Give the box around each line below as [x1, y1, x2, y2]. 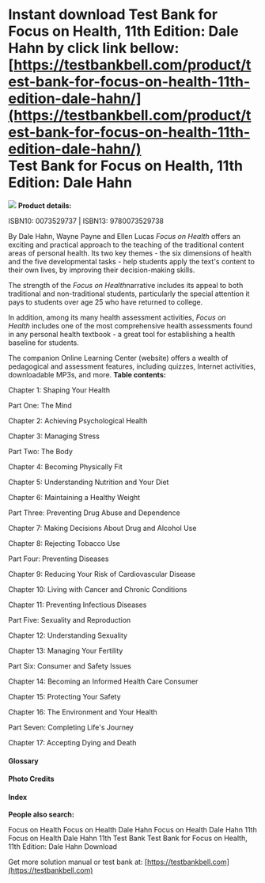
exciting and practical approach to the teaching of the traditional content [8, 240, 244, 249]
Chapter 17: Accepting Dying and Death [8, 737, 137, 747]
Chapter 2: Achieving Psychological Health [8, 415, 148, 425]
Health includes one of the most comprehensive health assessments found [8, 320, 253, 330]
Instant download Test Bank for [8, 6, 218, 24]
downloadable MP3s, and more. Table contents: [8, 369, 166, 379]
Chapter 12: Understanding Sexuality [8, 631, 128, 640]
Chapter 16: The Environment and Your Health [8, 707, 158, 717]
